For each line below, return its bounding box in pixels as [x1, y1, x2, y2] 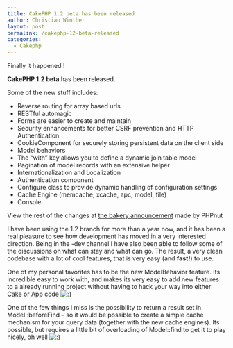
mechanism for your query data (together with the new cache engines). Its [7, 318, 220, 326]
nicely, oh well [7, 333, 49, 341]
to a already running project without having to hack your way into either [7, 283, 212, 290]
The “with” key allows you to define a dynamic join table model [17, 154, 197, 162]
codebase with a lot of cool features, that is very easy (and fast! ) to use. [7, 254, 214, 263]
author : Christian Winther [7, 17, 85, 24]
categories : [7, 36, 42, 43]
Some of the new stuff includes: [7, 88, 98, 97]
